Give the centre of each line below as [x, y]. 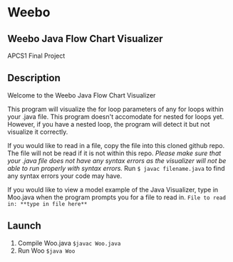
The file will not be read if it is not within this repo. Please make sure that [114, 153]
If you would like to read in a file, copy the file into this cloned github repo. [116, 145]
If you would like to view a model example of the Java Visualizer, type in [113, 189]
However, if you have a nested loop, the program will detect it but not [109, 124]
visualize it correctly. [38, 132]
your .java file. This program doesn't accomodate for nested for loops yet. [116, 116]
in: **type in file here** [47, 204]
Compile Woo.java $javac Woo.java [69, 243]
